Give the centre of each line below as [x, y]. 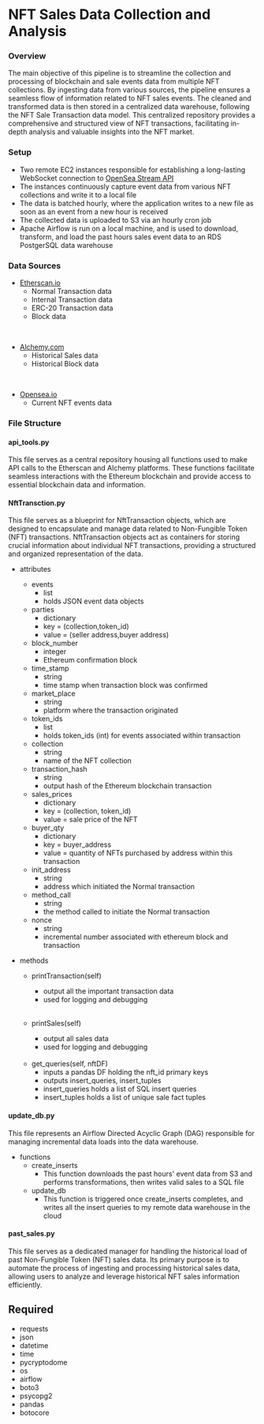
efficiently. [25, 1284]
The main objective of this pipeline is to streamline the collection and [119, 73]
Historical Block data [65, 364]
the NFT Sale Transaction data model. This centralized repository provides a [132, 115]
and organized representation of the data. [76, 554]
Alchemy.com [42, 347]
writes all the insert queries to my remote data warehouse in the [147, 1207]
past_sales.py [32, 1234]
